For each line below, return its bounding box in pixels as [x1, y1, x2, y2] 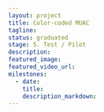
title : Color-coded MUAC [8, 19, 90, 27]
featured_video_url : [8, 63, 76, 71]
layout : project [8, 11, 61, 20]
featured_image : [8, 56, 61, 64]
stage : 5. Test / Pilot [8, 41, 87, 49]
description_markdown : [22, 92, 97, 100]
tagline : [8, 26, 37, 34]
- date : [15, 77, 41, 85]
